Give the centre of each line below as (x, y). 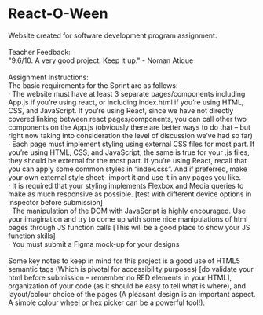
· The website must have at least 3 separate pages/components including (127, 93)
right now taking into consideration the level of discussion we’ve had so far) (131, 135)
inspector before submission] (56, 202)
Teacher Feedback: (39, 52)
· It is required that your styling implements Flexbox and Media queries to (126, 185)
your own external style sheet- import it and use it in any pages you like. (125, 177)
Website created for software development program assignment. (113, 35)
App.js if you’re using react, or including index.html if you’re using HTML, (126, 102)
